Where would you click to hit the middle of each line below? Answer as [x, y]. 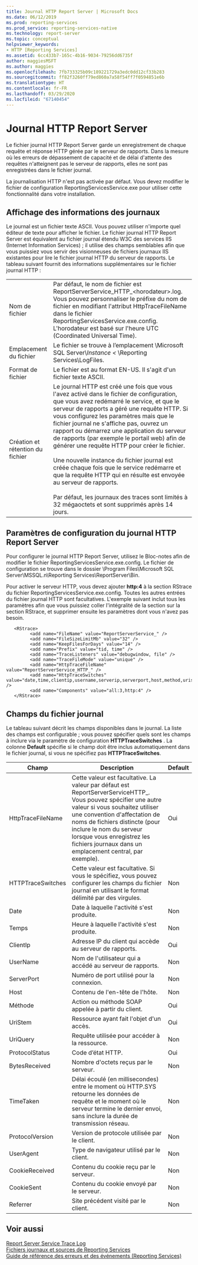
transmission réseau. [100, 1123]
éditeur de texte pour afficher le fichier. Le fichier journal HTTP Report [91, 233]
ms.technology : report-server [43, 34]
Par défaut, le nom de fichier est [97, 284]
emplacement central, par [107, 851]
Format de [23, 370]
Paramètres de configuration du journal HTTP [91, 533]
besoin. [15, 618]
